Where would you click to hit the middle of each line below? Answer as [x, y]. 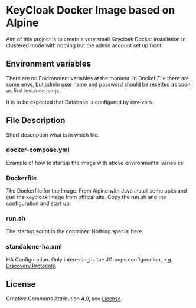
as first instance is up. [33, 90]
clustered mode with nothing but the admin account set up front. [85, 45]
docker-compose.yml [38, 150]
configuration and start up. [39, 203]
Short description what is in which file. [53, 135]
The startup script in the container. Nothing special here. [75, 231]
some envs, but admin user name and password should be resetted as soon [98, 84]
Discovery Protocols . [32, 266]
